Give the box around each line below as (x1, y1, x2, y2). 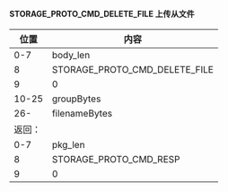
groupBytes (51, 92, 101, 105)
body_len (51, 49, 91, 62)
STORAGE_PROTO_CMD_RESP (51, 153, 181, 166)
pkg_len (51, 139, 85, 152)
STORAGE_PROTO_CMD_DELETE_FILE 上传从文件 (9, 8, 195, 19)
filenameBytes (51, 108, 113, 120)
